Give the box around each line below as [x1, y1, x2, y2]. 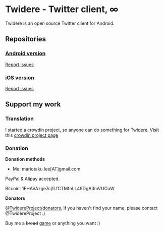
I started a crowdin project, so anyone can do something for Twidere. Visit [5, 127, 159, 133]
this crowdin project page [5, 132, 59, 138]
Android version [5, 50, 46, 57]
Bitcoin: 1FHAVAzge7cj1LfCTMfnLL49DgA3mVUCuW [5, 185, 115, 191]
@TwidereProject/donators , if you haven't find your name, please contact [5, 205, 158, 211]
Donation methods [5, 156, 45, 162]
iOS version [5, 74, 34, 81]
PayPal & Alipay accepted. [5, 176, 60, 182]
